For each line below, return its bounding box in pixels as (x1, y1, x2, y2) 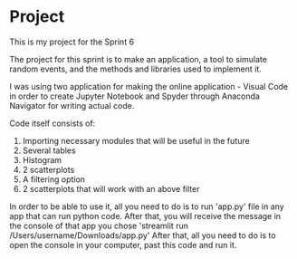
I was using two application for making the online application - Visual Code (9, 81, 289, 91)
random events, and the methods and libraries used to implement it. (9, 63, 262, 74)
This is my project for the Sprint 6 (9, 36, 134, 47)
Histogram (22, 154, 62, 165)
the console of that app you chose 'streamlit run (9, 220, 188, 231)
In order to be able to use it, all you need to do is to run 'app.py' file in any (9, 201, 285, 212)
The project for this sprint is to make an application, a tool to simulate (9, 53, 267, 64)
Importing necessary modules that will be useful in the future (22, 135, 251, 146)
